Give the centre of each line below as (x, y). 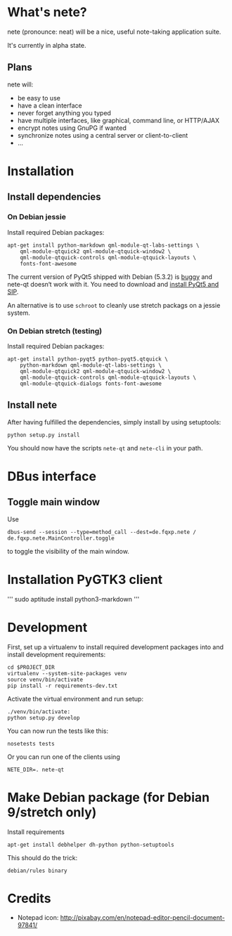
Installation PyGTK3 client (85, 579)
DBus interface (52, 476)
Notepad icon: (38, 918)
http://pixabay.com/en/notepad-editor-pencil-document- (142, 918)
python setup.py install (44, 435)
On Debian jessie (37, 217)
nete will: (20, 84)
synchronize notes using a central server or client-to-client (103, 135)
